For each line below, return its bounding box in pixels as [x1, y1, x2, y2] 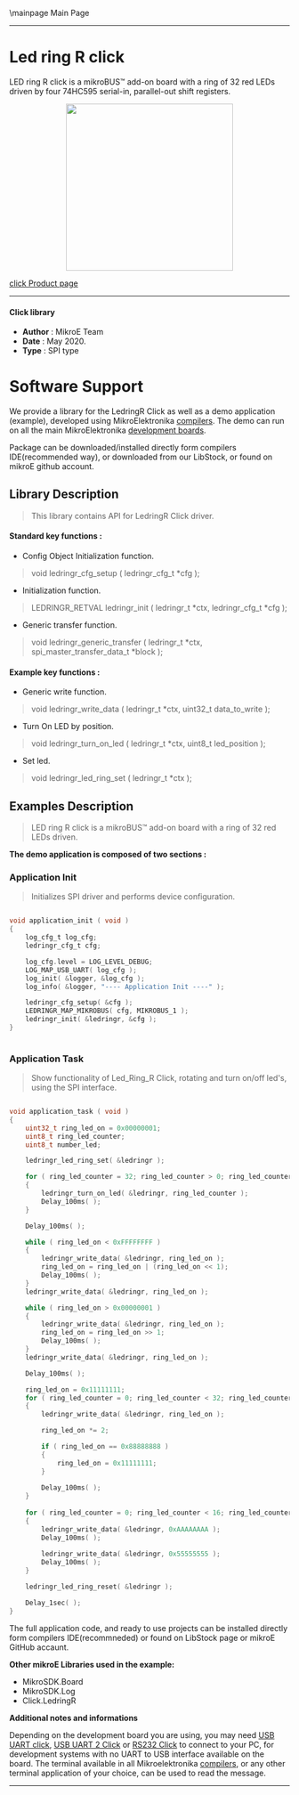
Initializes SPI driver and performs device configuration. [30, 891, 236, 902]
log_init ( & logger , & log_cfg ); [25, 974, 145, 983]
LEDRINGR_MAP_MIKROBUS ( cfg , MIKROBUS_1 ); [25, 1006, 190, 1016]
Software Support [9, 377, 144, 397]
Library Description [9, 487, 119, 502]
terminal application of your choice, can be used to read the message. [9, 1767, 267, 1778]
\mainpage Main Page [9, 8, 90, 18]
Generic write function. [21, 686, 107, 697]
